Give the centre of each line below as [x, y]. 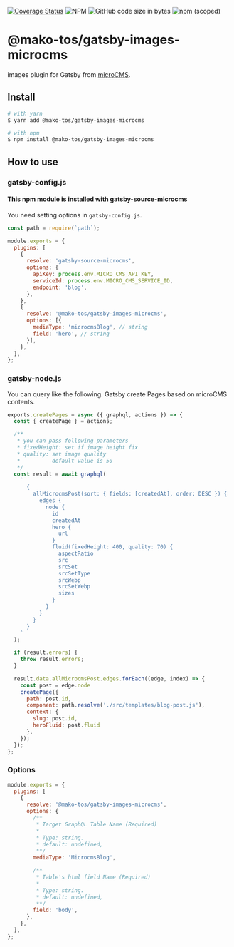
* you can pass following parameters [73, 441]
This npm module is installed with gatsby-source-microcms [97, 199]
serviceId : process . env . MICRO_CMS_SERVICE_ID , [103, 281]
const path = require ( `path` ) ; [54, 228]
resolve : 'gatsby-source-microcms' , [80, 261]
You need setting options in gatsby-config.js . [75, 215]
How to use [33, 162]
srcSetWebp [74, 587]
